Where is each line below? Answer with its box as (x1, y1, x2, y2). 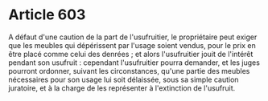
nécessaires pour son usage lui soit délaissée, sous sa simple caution (8, 75, 239, 84)
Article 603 (8, 6, 86, 24)
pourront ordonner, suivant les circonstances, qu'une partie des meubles (8, 66, 250, 75)
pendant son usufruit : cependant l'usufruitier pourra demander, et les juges (8, 58, 260, 67)
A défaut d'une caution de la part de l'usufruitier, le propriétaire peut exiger (8, 32, 258, 42)
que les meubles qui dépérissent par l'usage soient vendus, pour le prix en (8, 40, 256, 50)
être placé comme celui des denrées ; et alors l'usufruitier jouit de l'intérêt (8, 49, 254, 59)
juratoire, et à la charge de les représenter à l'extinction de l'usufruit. (8, 83, 236, 93)
